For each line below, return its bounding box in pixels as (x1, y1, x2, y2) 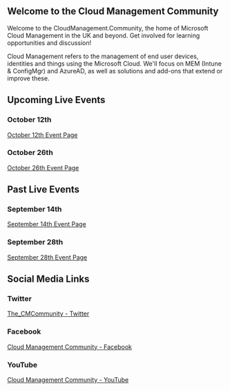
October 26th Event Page (7, 163, 79, 172)
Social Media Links (7, 273, 90, 285)
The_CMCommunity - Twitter (7, 309, 90, 318)
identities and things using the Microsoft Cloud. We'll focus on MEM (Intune (7, 59, 222, 68)
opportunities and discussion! (7, 38, 92, 47)
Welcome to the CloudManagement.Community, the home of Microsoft (7, 24, 209, 32)
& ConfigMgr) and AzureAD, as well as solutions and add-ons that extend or (7, 66, 223, 75)
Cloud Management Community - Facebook (7, 343, 133, 351)
